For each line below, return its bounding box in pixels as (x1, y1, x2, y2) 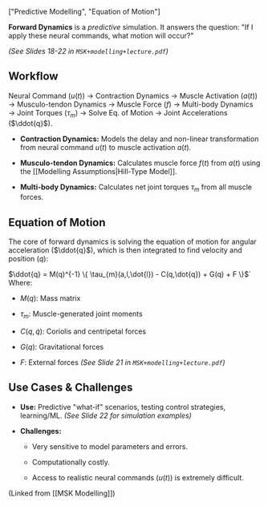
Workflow (8, 70, 59, 83)
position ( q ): (8, 254, 49, 264)
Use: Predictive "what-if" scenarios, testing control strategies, (19, 402, 226, 411)
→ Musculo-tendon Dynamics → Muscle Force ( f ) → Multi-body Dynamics (8, 99, 254, 109)
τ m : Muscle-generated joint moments (19, 309, 143, 321)
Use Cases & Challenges (8, 381, 133, 395)
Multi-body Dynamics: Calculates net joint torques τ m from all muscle (19, 182, 253, 193)
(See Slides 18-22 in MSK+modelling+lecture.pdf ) (8, 47, 169, 55)
